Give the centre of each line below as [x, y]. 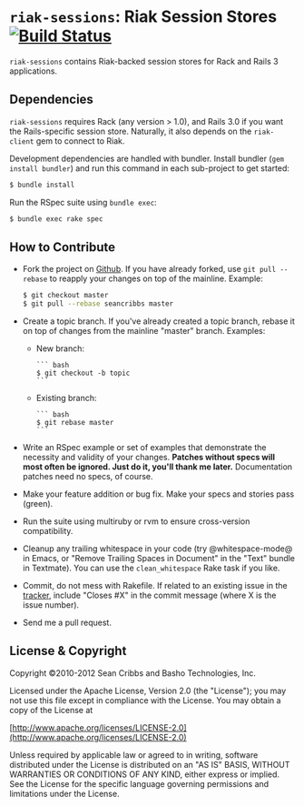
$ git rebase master [75, 423]
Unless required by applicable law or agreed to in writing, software [134, 755]
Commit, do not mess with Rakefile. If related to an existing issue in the [155, 586]
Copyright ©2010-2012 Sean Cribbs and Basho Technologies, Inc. [133, 673]
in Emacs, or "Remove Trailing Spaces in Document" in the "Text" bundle [159, 559]
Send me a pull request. [67, 623]
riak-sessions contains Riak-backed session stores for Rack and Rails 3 [144, 61]
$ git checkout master [65, 296]
